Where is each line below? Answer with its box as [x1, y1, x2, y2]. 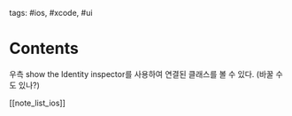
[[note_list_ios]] [9, 97, 66, 108]
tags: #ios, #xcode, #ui [9, 8, 93, 18]
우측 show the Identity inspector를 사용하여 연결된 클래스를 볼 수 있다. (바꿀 [9, 68, 274, 79]
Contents [9, 39, 80, 58]
